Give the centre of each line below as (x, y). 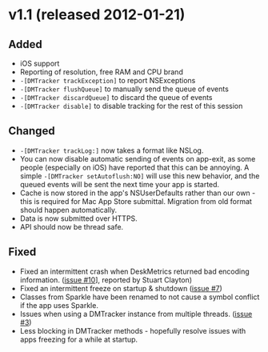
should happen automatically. (68, 210)
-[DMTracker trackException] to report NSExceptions (108, 80)
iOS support (40, 63)
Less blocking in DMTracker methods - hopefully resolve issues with (133, 330)
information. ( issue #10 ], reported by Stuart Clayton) (106, 280)
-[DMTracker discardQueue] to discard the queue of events (116, 97)
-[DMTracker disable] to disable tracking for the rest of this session (131, 106)
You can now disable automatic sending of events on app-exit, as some (138, 158)
